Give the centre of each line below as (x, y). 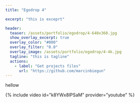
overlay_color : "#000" (34, 43)
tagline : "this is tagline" (40, 56)
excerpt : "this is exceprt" (35, 19)
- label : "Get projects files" (48, 66)
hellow (12, 85)
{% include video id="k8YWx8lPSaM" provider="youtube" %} (70, 95)
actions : (19, 61)
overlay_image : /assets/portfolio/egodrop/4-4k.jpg (66, 52)
